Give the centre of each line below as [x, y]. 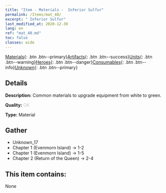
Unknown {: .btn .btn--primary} [46, 67]
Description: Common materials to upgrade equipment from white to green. [83, 95]
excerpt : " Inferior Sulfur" [35, 19]
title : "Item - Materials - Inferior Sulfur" [54, 10]
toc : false [16, 38]
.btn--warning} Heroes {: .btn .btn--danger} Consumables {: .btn [69, 62]
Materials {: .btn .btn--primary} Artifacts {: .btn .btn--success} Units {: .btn [79, 57]
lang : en [14, 29]
